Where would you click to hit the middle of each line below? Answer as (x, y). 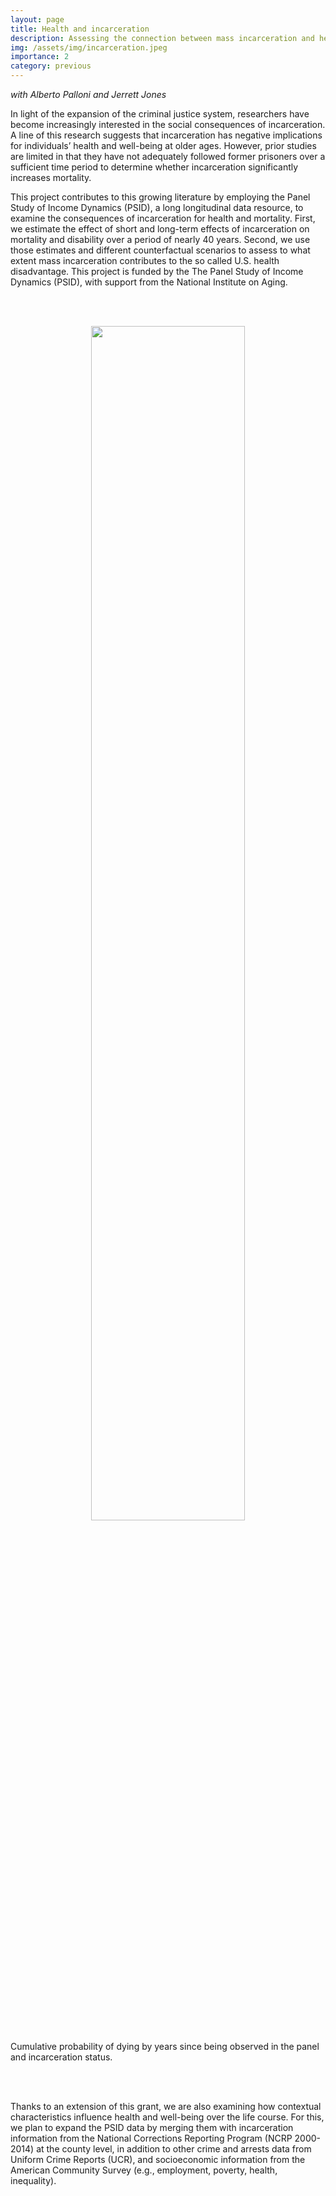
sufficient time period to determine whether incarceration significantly (154, 167)
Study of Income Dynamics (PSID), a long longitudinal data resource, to (157, 207)
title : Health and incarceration (80, 29)
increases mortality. (51, 177)
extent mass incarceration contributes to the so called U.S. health (145, 260)
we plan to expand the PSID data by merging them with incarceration (152, 2127)
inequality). (33, 2180)
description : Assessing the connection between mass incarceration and (162, 38)
